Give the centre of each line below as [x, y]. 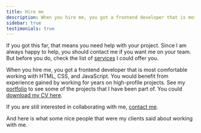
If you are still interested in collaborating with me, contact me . [82, 107]
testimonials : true [31, 28]
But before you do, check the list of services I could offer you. [82, 58]
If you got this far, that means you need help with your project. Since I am [97, 46]
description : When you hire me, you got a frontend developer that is [96, 17]
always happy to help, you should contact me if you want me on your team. [99, 52]
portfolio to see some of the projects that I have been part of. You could [94, 89]
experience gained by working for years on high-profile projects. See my [96, 83]
